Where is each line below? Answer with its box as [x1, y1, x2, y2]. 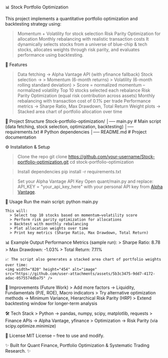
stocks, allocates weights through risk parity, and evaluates [17, 47, 140, 53]
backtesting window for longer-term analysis [5, 300, 97, 306]
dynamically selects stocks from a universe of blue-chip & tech [17, 42, 147, 47]
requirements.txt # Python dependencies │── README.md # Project [5, 129, 147, 135]
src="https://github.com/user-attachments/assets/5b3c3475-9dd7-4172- [5, 271, 155, 276]
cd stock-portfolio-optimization [69, 159, 134, 165]
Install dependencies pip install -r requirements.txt [17, 169, 121, 174]
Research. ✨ [5, 348, 31, 354]
